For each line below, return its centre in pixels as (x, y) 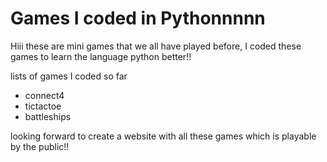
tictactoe (43, 106)
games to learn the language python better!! (101, 56)
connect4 (44, 95)
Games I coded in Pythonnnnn (138, 18)
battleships (48, 116)
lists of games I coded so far (69, 76)
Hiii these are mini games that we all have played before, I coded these (156, 46)
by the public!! (40, 146)
